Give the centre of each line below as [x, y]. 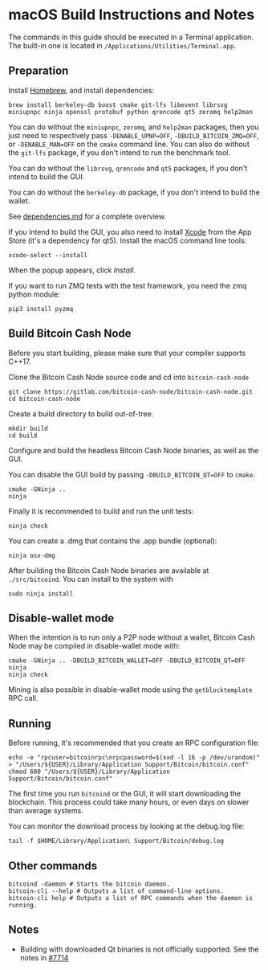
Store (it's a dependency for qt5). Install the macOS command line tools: [128, 240]
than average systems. [46, 811]
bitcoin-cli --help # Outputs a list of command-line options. [116, 891]
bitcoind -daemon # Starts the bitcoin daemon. [89, 884]
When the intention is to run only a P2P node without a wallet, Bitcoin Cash [132, 637]
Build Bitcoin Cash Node [70, 334]
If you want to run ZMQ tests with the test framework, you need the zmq [128, 285]
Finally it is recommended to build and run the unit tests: [101, 511]
